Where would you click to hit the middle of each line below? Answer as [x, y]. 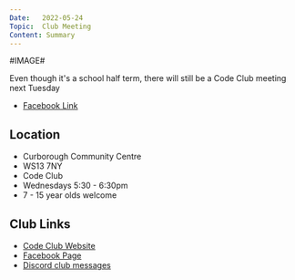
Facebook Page [52, 255]
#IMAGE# [27, 61]
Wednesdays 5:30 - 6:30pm [76, 186]
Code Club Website [59, 246]
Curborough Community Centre [82, 157]
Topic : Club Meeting [51, 26]
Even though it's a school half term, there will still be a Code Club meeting [148, 78]
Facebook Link [50, 106]
